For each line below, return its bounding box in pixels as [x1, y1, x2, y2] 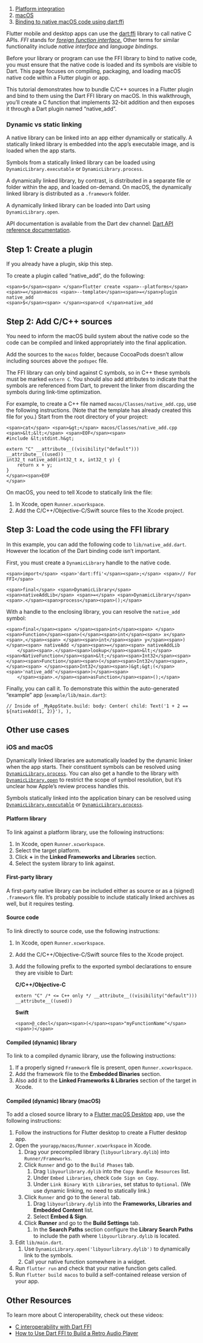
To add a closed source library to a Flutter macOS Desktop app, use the [6, 1111, 185, 1118]
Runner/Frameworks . [24, 1155, 73, 1162]
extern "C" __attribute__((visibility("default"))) [6, 446, 139, 452]
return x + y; [17, 462, 53, 468]
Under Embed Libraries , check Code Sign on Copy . [33, 1174, 159, 1182]
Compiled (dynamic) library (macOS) [6, 1097, 101, 1105]
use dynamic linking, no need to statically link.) [33, 1187, 150, 1195]
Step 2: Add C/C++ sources [6, 316, 112, 327]
